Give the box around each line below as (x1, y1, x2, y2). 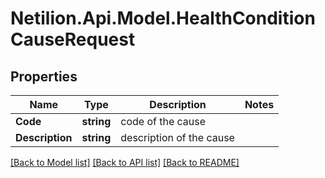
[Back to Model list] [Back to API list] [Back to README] (10, 157, 240, 168)
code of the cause (120, 115, 207, 128)
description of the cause (120, 131, 235, 144)
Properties (10, 68, 78, 85)
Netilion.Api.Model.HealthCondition (10, 7, 316, 30)
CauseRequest (10, 28, 136, 51)
